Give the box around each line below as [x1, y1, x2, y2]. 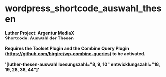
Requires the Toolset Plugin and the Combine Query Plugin [5, 45, 129, 51]
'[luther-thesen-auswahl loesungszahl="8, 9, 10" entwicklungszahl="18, [5, 61, 161, 67]
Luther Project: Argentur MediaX [5, 30, 75, 36]
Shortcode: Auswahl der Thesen [5, 35, 74, 41]
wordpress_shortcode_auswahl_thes [5, 3, 162, 14]
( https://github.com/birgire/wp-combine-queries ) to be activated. [5, 50, 146, 57]
